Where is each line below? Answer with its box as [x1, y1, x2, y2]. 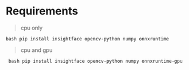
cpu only [20, 24, 43, 31]
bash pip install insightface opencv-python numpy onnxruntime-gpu [8, 58, 183, 64]
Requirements [5, 4, 78, 18]
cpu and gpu [20, 46, 53, 54]
